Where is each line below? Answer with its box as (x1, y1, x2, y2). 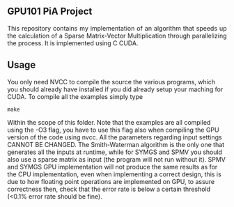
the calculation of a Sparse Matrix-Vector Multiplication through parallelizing (7, 31, 227, 40)
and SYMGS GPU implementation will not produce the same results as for (7, 162, 218, 171)
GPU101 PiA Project (7, 6, 93, 17)
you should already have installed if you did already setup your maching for (7, 85, 224, 93)
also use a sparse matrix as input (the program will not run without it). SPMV (7, 155, 226, 163)
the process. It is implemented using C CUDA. (7, 38, 139, 47)
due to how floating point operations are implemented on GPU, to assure (7, 177, 215, 185)
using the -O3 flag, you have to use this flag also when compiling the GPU (7, 125, 219, 134)
